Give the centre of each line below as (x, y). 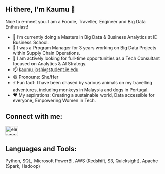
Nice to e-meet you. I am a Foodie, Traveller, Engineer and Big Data (75, 21)
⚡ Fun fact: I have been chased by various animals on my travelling (82, 82)
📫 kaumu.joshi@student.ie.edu (45, 69)
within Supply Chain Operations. (46, 53)
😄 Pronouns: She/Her (36, 77)
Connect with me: (34, 116)
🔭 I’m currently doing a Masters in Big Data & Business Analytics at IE (85, 37)
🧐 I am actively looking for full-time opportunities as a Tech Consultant (86, 58)
